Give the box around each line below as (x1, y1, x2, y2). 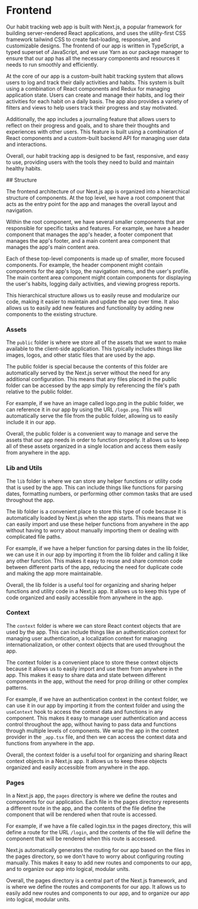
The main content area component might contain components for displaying (6, 274, 191, 281)
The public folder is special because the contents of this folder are (6, 363, 168, 370)
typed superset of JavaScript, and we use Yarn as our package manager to (6, 48, 189, 55)
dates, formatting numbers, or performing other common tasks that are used (6, 490, 193, 497)
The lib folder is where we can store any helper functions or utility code (6, 477, 182, 484)
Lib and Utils (6, 464, 43, 472)
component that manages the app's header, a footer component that (6, 231, 173, 238)
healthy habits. (6, 164, 43, 172)
